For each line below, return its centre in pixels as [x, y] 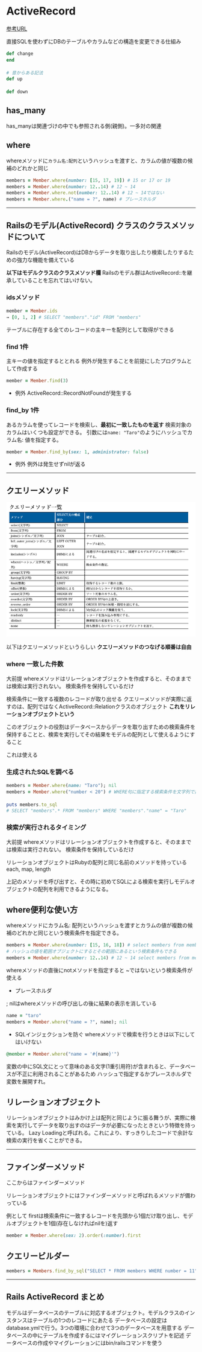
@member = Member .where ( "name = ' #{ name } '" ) [63, 1054]
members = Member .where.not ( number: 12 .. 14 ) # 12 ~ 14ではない [85, 193]
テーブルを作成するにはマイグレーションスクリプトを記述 [114, 1335]
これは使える [22, 754]
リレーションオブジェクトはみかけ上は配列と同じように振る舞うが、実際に [98, 1118]
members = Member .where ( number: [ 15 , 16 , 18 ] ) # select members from [95, 945]
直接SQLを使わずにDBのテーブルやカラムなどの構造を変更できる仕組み [94, 41]
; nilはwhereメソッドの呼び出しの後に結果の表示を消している [81, 1003]
